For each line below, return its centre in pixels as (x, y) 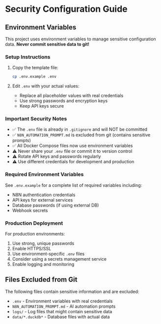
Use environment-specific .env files (48, 254)
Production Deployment (34, 223)
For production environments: (35, 234)
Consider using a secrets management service (59, 259)
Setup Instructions (28, 57)
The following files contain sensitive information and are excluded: (72, 292)
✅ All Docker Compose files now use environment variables (72, 146)
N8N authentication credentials (44, 195)
